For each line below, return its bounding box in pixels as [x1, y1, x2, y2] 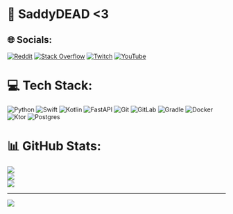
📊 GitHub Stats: [7, 139, 102, 154]
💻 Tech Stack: [7, 78, 93, 93]
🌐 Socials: [7, 34, 53, 46]
